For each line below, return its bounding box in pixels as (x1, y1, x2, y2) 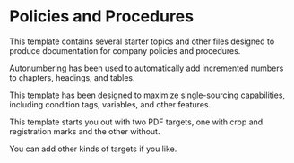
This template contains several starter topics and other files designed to (9, 36, 275, 47)
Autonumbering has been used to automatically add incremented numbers (9, 63, 284, 73)
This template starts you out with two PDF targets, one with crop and (9, 116, 264, 127)
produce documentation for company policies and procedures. (9, 45, 241, 56)
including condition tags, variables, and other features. (9, 99, 212, 109)
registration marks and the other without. (9, 125, 160, 136)
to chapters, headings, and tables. (9, 72, 136, 82)
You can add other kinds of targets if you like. (9, 143, 177, 154)
